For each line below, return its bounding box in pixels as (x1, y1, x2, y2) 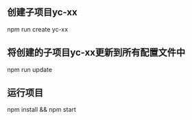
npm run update (7, 65, 53, 73)
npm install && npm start (7, 106, 77, 114)
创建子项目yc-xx (7, 6, 77, 19)
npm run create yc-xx (7, 25, 69, 33)
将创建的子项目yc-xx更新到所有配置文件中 (7, 47, 186, 58)
